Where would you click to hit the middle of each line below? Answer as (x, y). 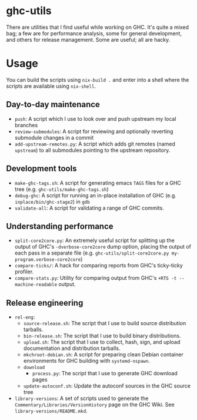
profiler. (24, 272)
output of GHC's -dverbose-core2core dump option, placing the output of (103, 247)
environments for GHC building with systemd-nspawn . (86, 361)
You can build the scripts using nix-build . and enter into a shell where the (98, 80)
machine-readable (36, 285)
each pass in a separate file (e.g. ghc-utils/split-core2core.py (92, 253)
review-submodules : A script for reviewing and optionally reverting (94, 131)
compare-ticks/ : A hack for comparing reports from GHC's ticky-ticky (99, 266)
